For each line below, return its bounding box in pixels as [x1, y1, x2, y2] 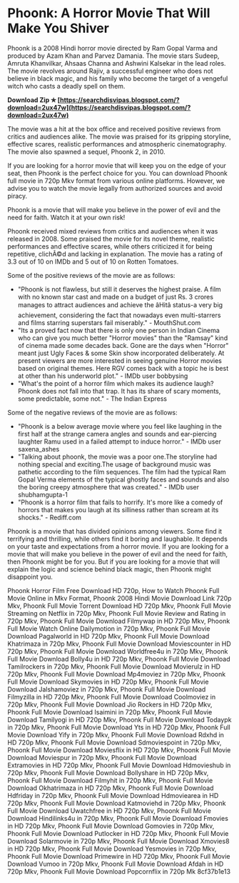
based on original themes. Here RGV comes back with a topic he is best [17, 364, 229, 372]
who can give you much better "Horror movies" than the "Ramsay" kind [17, 334, 228, 342]
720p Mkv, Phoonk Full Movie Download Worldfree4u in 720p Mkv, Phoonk [7, 647, 228, 655]
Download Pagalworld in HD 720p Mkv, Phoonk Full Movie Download [7, 632, 210, 640]
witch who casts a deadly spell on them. [7, 81, 126, 90]
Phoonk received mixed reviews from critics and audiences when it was [7, 226, 218, 235]
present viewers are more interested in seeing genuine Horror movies [17, 356, 223, 365]
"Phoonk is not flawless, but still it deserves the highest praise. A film [17, 284, 221, 294]
